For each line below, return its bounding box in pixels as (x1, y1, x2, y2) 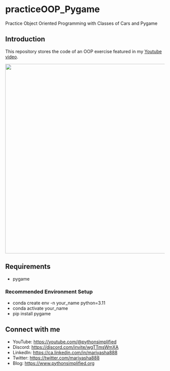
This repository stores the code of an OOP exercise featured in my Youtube (5, 48, 162, 54)
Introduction (5, 35, 46, 43)
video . (5, 54, 19, 60)
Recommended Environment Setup (5, 288, 93, 295)
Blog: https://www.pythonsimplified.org (12, 360, 95, 366)
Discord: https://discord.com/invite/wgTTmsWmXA (12, 344, 119, 350)
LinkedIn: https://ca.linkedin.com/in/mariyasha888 (12, 349, 118, 355)
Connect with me (5, 325, 61, 334)
